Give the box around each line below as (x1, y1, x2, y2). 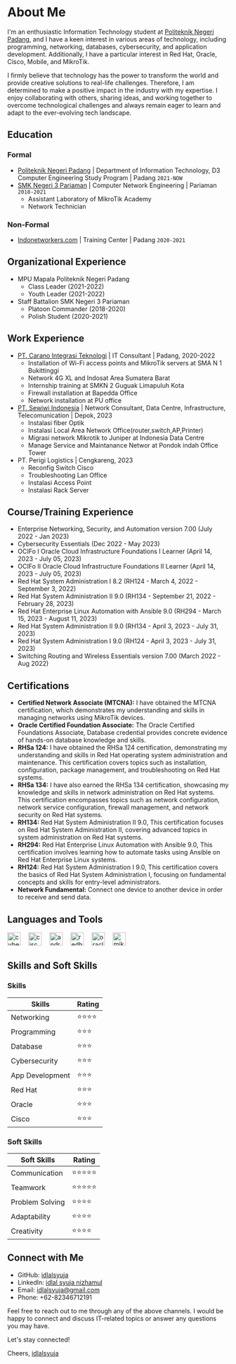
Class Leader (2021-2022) (27, 282, 105, 291)
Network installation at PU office (27, 396, 122, 405)
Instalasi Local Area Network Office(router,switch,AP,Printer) (27, 426, 204, 434)
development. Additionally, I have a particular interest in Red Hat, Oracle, (7, 50, 218, 58)
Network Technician (27, 202, 86, 210)
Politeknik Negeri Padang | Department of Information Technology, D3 (17, 166, 221, 175)
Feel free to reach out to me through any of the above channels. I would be (7, 1306, 223, 1315)
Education (7, 129, 53, 141)
